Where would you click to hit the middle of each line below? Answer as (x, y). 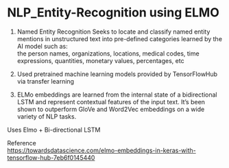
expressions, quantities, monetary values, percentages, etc (100, 60)
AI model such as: (43, 46)
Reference (22, 143)
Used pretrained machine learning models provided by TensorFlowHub (117, 74)
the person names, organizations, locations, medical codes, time (108, 53)
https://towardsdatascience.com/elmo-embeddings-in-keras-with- (102, 150)
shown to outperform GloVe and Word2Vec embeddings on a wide (111, 109)
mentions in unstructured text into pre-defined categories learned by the (120, 38)
